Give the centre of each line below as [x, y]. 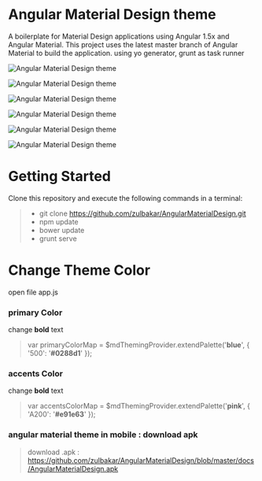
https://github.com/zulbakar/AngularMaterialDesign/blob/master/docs [140, 460]
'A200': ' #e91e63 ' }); [61, 414]
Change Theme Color [79, 270]
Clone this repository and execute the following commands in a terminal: [125, 198]
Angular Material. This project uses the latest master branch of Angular [123, 44]
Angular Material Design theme [112, 15]
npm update [59, 221]
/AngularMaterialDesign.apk [73, 468]
